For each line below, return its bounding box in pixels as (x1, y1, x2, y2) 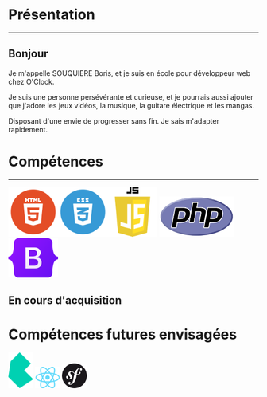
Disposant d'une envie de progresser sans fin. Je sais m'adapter (8, 116, 220, 125)
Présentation (8, 6, 95, 24)
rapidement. (8, 124, 48, 134)
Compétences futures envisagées (8, 325, 237, 344)
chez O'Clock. (8, 77, 55, 86)
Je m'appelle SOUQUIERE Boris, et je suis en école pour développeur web (8, 68, 251, 77)
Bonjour (8, 47, 49, 61)
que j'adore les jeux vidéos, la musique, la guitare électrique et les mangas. (8, 100, 254, 110)
